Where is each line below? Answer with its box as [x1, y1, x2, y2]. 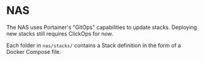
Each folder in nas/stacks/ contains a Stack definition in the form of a [6, 42, 182, 49]
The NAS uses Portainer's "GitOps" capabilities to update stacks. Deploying [6, 24, 197, 31]
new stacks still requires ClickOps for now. [6, 30, 114, 37]
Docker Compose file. [6, 48, 61, 55]
